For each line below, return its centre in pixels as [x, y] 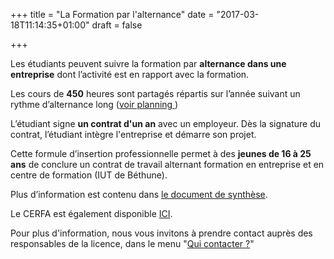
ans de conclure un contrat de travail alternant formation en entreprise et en [167, 164]
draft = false [117, 25]
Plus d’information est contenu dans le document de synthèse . [139, 194]
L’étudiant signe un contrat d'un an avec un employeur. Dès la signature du [165, 123]
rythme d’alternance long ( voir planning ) [94, 104]
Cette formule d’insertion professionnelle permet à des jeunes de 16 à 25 [161, 153]
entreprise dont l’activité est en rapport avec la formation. [130, 74]
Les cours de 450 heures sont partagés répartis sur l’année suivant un [155, 93]
